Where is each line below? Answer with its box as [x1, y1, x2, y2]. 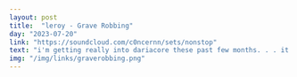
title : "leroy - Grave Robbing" [9, 21, 134, 30]
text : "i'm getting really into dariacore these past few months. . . [9, 46, 277, 55]
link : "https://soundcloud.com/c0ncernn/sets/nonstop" [9, 37, 218, 47]
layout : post [9, 12, 58, 22]
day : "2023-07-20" [9, 29, 78, 38]
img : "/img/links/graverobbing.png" [9, 54, 145, 63]
